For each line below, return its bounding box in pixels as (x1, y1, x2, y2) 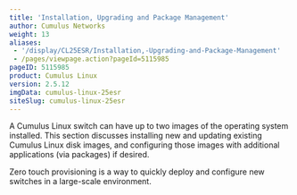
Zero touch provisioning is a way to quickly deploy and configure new (9, 166, 265, 177)
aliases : (9, 38, 42, 47)
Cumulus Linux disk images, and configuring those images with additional (9, 140, 280, 150)
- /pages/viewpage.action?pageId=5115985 (12, 55, 169, 64)
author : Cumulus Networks (9, 21, 105, 30)
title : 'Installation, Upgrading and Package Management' (9, 13, 229, 22)
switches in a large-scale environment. (9, 176, 152, 187)
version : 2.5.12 (9, 80, 70, 89)
